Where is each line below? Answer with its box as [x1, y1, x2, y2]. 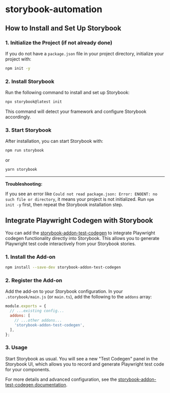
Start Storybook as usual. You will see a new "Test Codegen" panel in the [5, 355, 158, 361]
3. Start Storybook [5, 126, 52, 133]
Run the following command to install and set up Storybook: [5, 89, 130, 96]
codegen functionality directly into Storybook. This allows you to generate [5, 235, 159, 241]
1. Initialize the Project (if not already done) [5, 39, 113, 46]
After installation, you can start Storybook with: [5, 138, 104, 144]
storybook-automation [5, 4, 103, 15]
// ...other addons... [14, 318, 62, 323]
